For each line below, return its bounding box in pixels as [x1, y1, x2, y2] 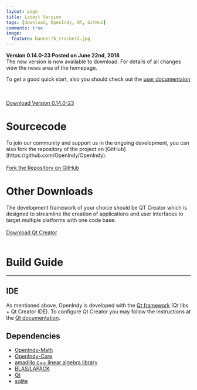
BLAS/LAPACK [14, 365, 50, 372]
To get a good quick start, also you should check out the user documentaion [6, 76, 191, 83]
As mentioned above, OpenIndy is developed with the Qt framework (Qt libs [6, 302, 189, 309]
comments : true [6, 25, 43, 31]
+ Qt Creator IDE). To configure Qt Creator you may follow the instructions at [6, 308, 191, 315]
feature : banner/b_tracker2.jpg [11, 36, 91, 42]
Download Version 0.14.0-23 [6, 100, 74, 106]
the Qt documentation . [6, 314, 60, 321]
